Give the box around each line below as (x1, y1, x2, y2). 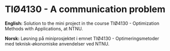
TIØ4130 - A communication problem (5, 4, 166, 15)
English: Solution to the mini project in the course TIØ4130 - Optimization (5, 20, 160, 26)
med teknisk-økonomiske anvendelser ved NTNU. (5, 40, 110, 46)
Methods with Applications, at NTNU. (5, 25, 83, 31)
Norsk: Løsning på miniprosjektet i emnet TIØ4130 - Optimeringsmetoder (5, 35, 159, 41)
